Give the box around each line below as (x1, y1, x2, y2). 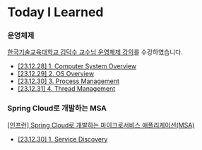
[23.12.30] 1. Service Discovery (17, 135, 108, 143)
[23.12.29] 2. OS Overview (17, 70, 94, 78)
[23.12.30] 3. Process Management (17, 77, 120, 85)
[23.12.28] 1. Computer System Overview (17, 62, 136, 70)
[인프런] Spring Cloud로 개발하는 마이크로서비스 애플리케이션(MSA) (7, 120, 195, 129)
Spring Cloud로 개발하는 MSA (7, 104, 107, 113)
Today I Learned (7, 4, 104, 20)
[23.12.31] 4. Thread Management (17, 85, 116, 93)
